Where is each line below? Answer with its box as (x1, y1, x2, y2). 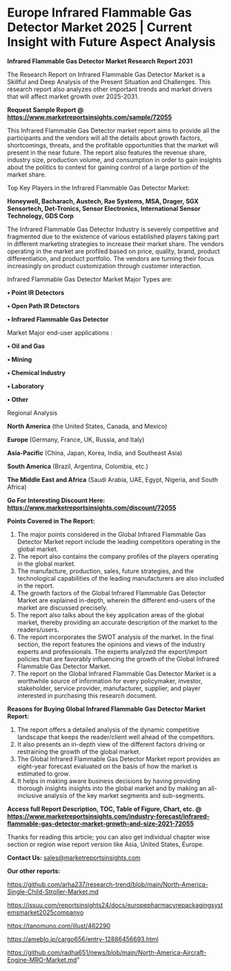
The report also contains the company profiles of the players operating (17, 552, 219, 560)
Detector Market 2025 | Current (7, 19, 192, 35)
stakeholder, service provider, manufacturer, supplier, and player (17, 684, 201, 692)
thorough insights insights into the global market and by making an (17, 784, 207, 792)
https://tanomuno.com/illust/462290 (7, 921, 111, 930)
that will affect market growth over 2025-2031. (7, 92, 139, 101)
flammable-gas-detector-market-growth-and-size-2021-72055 (7, 819, 194, 828)
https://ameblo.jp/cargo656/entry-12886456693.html (7, 934, 159, 943)
